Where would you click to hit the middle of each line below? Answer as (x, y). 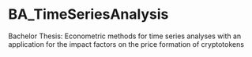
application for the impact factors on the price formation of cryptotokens (126, 44)
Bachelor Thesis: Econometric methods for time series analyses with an (125, 36)
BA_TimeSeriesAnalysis (88, 14)
